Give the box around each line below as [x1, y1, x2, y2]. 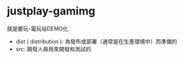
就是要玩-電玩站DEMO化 [7, 25, 69, 32]
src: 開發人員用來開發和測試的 [15, 45, 91, 53]
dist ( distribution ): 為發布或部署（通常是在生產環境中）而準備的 [15, 37, 178, 45]
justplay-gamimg [7, 4, 96, 18]
